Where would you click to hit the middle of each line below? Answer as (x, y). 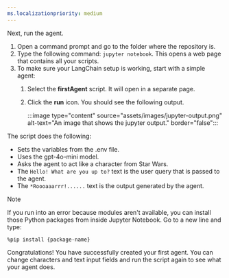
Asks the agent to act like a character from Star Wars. (93, 164)
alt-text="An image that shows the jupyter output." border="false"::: (122, 123)
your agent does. (31, 267)
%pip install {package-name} (49, 240)
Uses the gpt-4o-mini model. (58, 157)
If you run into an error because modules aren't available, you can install (109, 212)
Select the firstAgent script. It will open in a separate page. (111, 89)
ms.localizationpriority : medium (55, 13)
